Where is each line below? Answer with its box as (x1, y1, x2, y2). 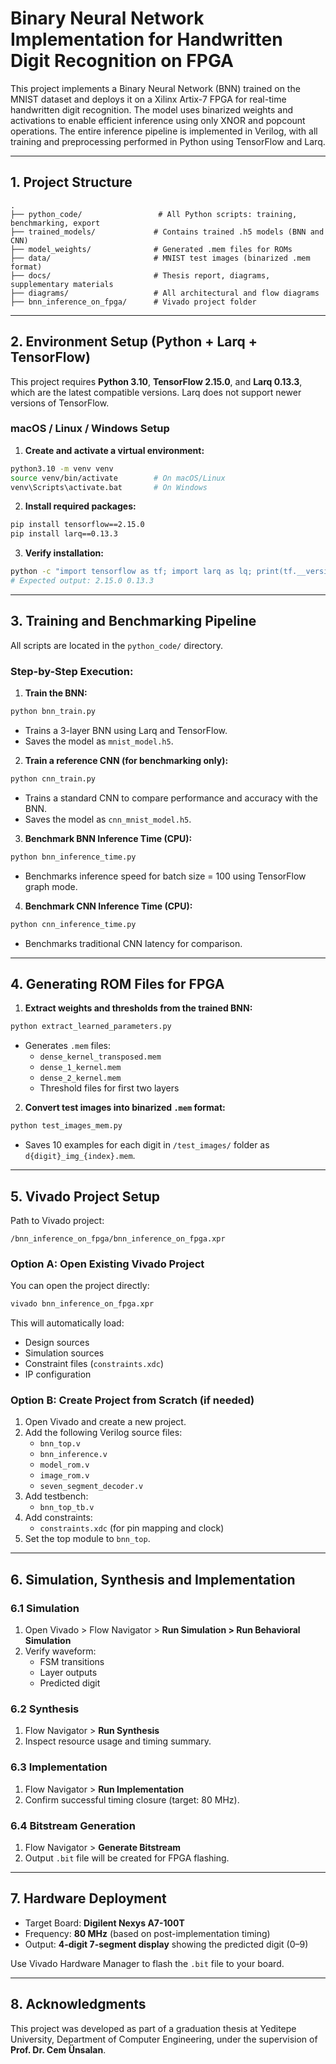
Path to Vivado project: (10, 1214, 105, 1226)
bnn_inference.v (39, 1450, 108, 1460)
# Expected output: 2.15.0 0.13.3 (10, 576, 155, 586)
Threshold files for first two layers (39, 1082, 180, 1094)
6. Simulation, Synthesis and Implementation (10, 1571, 296, 1588)
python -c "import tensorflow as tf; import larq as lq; (10, 567, 253, 577)
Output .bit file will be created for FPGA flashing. (24, 1852, 230, 1864)
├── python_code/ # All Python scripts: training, (10, 209, 298, 219)
